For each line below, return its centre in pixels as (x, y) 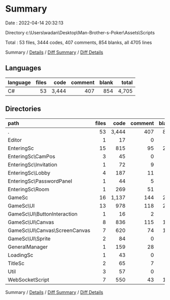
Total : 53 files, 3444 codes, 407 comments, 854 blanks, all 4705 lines (79, 42)
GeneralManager (28, 247)
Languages (23, 68)
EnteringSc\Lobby (29, 173)
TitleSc (16, 263)
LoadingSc (21, 255)
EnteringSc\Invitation (32, 164)
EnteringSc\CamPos (32, 156)
